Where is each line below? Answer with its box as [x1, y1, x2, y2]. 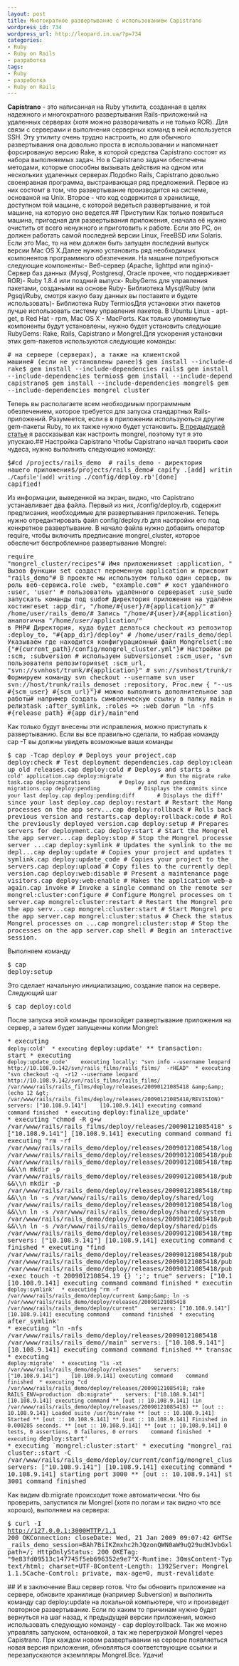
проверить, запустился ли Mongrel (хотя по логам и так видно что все [7, 1498, 221, 1507]
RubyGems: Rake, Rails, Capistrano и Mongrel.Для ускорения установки [7, 329, 223, 338]
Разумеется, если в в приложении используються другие [48, 415, 225, 423]
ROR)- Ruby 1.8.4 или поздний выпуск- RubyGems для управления [7, 277, 208, 285]
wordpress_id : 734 [7, 23, 62, 31]
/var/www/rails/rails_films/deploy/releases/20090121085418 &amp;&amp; [7, 1083, 224, 1091]
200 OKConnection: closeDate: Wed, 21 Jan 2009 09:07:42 [7, 1534, 211, 1542]
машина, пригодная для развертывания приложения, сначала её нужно [7, 216, 227, 225]
